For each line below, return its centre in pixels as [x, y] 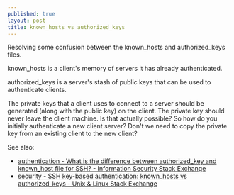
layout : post [27, 21]
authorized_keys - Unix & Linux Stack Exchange [87, 184]
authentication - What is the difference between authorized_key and [117, 161]
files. [15, 55]
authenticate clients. [37, 90]
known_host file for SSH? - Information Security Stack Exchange [112, 169]
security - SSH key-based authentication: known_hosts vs [102, 176]
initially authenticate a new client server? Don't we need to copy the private [117, 126]
